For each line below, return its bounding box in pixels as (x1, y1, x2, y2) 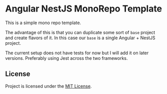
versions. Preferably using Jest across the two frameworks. (5, 55, 128, 61)
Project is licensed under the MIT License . (5, 83, 92, 89)
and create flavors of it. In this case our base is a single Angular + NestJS (5, 35, 155, 41)
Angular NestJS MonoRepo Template (5, 3, 162, 15)
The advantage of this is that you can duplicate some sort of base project (5, 29, 155, 35)
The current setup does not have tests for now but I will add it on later (5, 50, 149, 56)
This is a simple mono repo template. (5, 20, 81, 26)
